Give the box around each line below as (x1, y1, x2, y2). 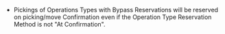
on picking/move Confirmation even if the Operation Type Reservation (13, 13, 212, 21)
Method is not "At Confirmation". (13, 20, 106, 28)
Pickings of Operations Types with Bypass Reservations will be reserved (13, 6, 218, 14)
